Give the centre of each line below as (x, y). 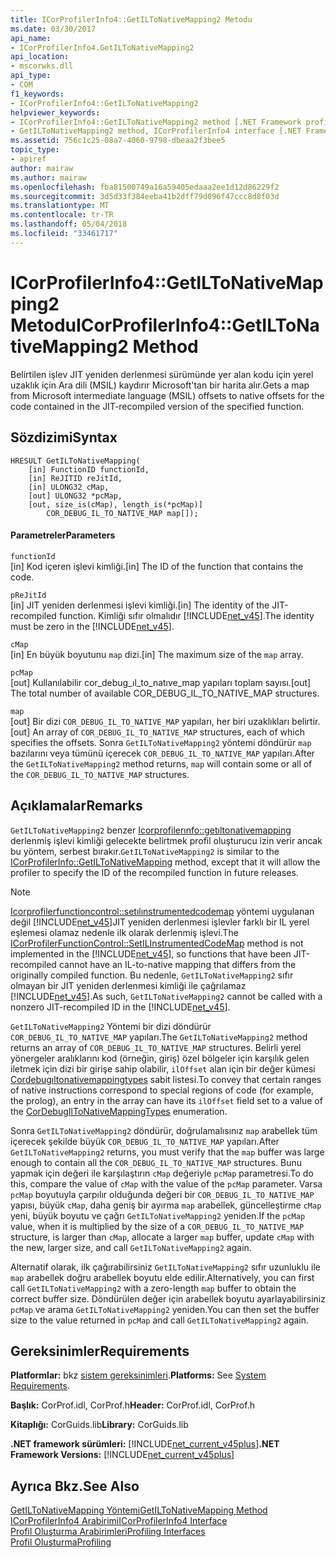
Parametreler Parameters (63, 535)
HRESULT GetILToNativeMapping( (75, 461)
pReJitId (28, 595)
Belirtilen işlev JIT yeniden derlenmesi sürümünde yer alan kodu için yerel (162, 374)
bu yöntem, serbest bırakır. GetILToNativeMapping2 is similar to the (145, 851)
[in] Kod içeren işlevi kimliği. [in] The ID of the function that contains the (157, 566)
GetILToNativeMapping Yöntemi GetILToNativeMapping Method (139, 1510)
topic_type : (35, 150)
